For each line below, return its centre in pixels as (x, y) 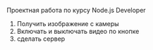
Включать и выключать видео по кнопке (78, 31)
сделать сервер (41, 39)
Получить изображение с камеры (68, 24)
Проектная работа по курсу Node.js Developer (76, 10)
